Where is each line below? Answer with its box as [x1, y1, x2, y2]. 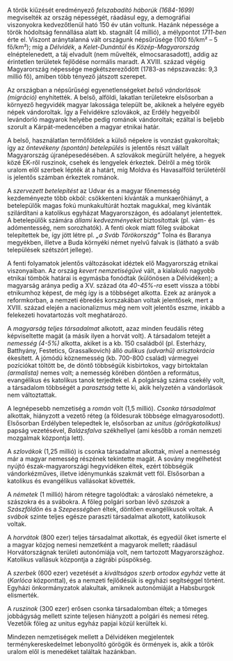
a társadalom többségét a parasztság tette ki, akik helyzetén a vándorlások [7, 384, 223, 391]
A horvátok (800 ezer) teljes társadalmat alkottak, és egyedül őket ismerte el [7, 533, 227, 541]
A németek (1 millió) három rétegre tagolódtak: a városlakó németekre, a [7, 490, 214, 498]
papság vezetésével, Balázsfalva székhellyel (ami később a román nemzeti [7, 427, 223, 434]
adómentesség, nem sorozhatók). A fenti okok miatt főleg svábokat [7, 224, 200, 231]
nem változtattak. [7, 391, 57, 399]
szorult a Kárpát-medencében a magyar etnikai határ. [7, 123, 161, 131]
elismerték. [7, 591, 40, 599]
